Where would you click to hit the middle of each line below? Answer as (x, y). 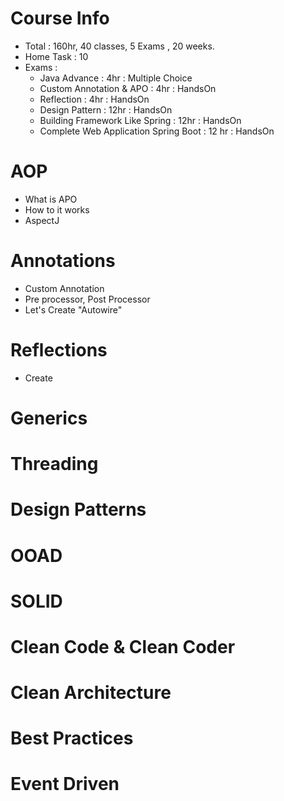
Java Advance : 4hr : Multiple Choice (116, 78)
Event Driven (65, 784)
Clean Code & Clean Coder (123, 646)
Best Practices (72, 738)
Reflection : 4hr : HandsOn (94, 99)
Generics (49, 418)
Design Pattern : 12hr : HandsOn (106, 109)
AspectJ (42, 220)
